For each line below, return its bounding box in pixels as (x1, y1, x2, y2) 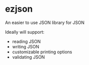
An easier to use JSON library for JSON (5, 20, 85, 25)
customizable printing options (12, 49, 72, 55)
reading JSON (12, 38, 41, 44)
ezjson (5, 3, 33, 15)
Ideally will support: (5, 29, 45, 35)
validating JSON (12, 54, 45, 60)
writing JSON (12, 43, 40, 49)
